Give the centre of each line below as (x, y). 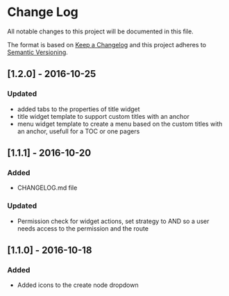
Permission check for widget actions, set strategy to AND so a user (113, 221)
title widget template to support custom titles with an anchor (103, 116)
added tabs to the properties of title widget (78, 109)
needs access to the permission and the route (83, 228)
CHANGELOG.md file (47, 188)
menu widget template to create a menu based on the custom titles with (120, 124)
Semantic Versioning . (37, 52)
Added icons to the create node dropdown (78, 285)
